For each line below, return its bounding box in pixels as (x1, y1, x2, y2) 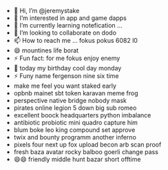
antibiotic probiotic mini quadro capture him (13, 118, 138, 126)
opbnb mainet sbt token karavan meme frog (13, 89, 138, 97)
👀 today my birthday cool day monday (13, 64, 122, 72)
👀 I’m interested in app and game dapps (13, 14, 127, 22)
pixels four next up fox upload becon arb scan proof (13, 140, 162, 149)
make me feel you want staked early (13, 82, 117, 90)
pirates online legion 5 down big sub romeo (13, 104, 137, 112)
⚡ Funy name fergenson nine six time (13, 72, 119, 79)
